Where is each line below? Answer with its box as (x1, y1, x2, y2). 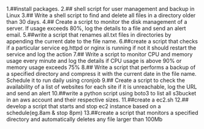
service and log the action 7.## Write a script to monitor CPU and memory (6, 51, 193, 57)
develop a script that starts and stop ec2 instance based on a (6, 103, 161, 109)
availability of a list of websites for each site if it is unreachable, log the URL (6, 83, 197, 90)
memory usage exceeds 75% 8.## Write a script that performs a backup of (6, 64, 196, 71)
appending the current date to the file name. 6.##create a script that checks (6, 38, 198, 45)
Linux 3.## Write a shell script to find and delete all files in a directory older (6, 12, 196, 19)
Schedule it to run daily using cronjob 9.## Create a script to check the (6, 76, 186, 84)
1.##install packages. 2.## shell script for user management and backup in (6, 6, 195, 12)
